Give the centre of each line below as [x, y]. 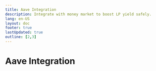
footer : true [19, 28]
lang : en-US [17, 19]
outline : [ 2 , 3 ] [21, 37]
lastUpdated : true [24, 32]
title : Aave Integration [31, 10]
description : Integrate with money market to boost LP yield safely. [78, 14]
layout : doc [17, 23]
